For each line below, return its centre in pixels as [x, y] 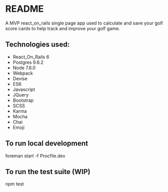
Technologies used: [38, 45]
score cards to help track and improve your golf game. [63, 28]
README [25, 9]
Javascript [24, 89]
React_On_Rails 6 [31, 57]
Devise [20, 78]
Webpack [23, 73]
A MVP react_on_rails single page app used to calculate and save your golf [84, 23]
